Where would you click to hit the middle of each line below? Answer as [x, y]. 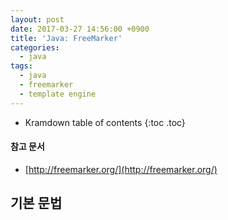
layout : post [37, 19]
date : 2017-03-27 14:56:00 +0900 [80, 29]
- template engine [58, 94]
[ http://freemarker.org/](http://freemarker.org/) [121, 169]
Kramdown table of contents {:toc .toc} [105, 122]
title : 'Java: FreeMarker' [66, 38]
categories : [35, 47]
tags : [21, 66]
